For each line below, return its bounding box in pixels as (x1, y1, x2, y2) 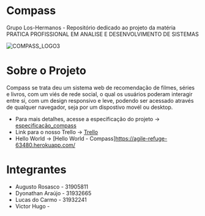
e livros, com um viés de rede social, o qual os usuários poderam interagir (6, 90, 193, 98)
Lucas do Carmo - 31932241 (15, 196, 87, 203)
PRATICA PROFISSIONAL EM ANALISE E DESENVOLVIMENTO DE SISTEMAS (6, 30, 199, 37)
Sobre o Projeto (6, 64, 87, 78)
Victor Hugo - (15, 203, 50, 210)
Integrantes (6, 163, 67, 177)
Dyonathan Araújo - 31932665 (15, 189, 92, 196)
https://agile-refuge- (115, 135, 168, 142)
